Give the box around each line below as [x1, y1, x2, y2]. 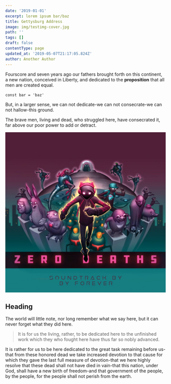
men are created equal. [5, 82, 54, 88]
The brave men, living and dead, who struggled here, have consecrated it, [5, 116, 160, 123]
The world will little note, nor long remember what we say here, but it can [5, 316, 159, 322]
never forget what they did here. [5, 321, 73, 328]
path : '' [5, 29, 24, 35]
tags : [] [5, 35, 24, 40]
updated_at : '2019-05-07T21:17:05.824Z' [5, 51, 93, 56]
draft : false [5, 41, 33, 46]
